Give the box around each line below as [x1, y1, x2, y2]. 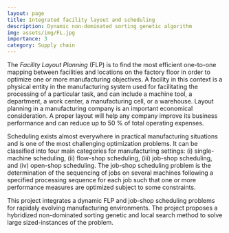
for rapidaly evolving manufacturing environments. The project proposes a [7, 204, 218, 212]
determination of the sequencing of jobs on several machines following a [7, 169, 214, 177]
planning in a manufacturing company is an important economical [7, 104, 193, 112]
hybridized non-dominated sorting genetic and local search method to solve [7, 211, 223, 219]
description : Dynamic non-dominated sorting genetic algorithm [7, 23, 193, 29]
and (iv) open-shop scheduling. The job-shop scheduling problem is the [7, 162, 211, 169]
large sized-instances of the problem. [7, 219, 113, 226]
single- [194, 147, 215, 155]
